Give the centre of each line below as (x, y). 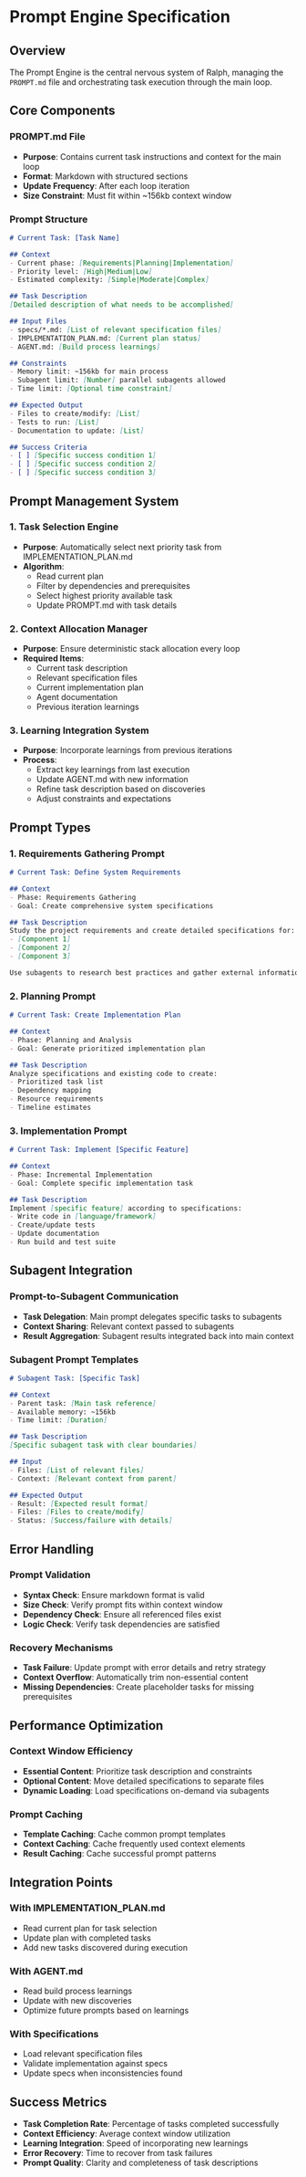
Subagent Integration (71, 1271)
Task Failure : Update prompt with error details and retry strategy (144, 1668)
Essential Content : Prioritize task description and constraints (138, 1771)
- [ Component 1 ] (40, 939)
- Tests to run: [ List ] (55, 422)
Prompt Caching (46, 1814)
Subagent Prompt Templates (74, 1359)
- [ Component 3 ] (40, 957)
